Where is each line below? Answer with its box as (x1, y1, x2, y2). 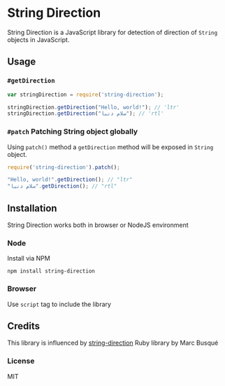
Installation (7, 202, 57, 214)
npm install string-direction (7, 268, 96, 275)
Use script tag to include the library (7, 300, 112, 308)
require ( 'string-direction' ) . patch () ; (7, 163, 120, 171)
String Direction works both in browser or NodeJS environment (7, 221, 189, 229)
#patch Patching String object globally (7, 127, 138, 137)
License (7, 356, 35, 366)
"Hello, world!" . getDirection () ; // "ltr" (7, 177, 133, 184)
